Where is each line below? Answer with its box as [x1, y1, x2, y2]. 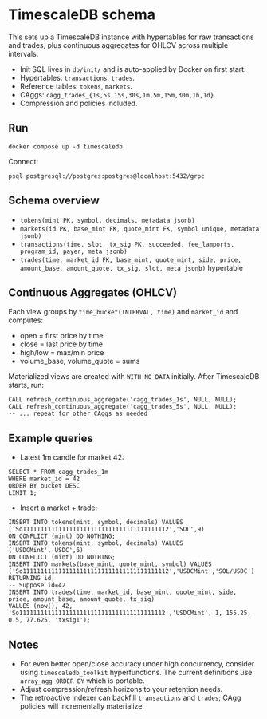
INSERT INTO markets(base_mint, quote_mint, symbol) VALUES [8, 560, 213, 568]
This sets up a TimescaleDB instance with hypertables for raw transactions [8, 32, 254, 41]
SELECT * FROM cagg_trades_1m [8, 468, 109, 476]
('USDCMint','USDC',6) [8, 547, 84, 555]
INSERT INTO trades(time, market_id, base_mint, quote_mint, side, [8, 588, 238, 596]
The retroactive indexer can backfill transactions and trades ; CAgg [19, 693, 241, 702]
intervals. [8, 49, 39, 58]
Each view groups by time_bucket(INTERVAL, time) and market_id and [8, 307, 238, 317]
